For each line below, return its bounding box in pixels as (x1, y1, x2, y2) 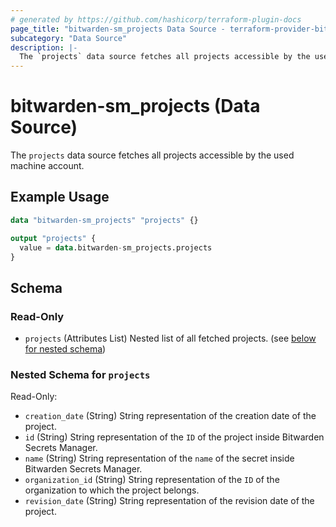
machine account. (10, 160, 85, 172)
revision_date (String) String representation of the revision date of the (24, 495, 315, 507)
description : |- (10, 42, 78, 53)
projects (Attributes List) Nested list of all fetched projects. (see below (24, 332, 317, 345)
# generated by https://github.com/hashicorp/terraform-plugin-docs (10, 14, 302, 25)
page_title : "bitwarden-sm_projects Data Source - (10, 24, 226, 34)
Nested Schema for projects (10, 367, 151, 381)
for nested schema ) (24, 343, 107, 355)
